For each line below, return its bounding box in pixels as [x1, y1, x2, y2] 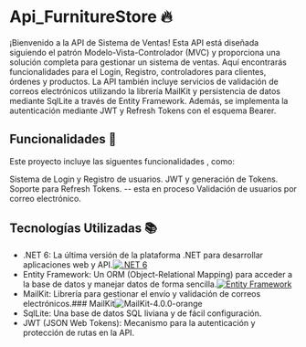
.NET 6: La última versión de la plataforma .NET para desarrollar [22, 249, 263, 260]
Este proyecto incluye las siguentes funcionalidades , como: [9, 155, 236, 166]
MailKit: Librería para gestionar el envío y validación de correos [22, 288, 261, 299]
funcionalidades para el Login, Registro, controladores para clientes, [9, 66, 267, 77]
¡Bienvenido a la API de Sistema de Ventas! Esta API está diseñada [9, 37, 259, 47]
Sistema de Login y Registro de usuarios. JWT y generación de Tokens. [9, 173, 279, 184]
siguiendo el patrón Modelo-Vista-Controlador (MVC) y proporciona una [9, 47, 280, 58]
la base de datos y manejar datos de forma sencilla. [22, 279, 217, 289]
